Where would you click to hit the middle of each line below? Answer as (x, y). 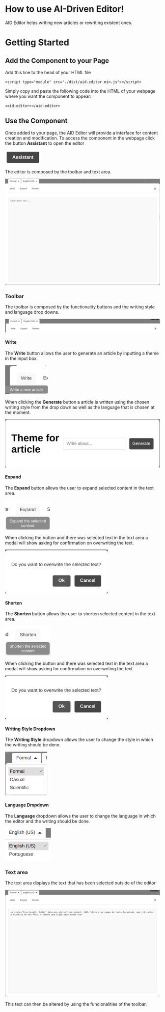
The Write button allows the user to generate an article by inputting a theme (82, 353)
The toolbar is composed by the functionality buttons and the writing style (80, 307)
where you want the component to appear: (48, 96)
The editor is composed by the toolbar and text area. (58, 172)
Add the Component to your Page (57, 61)
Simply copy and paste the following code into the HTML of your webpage (80, 91)
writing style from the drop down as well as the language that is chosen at (80, 407)
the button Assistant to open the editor (45, 143)
